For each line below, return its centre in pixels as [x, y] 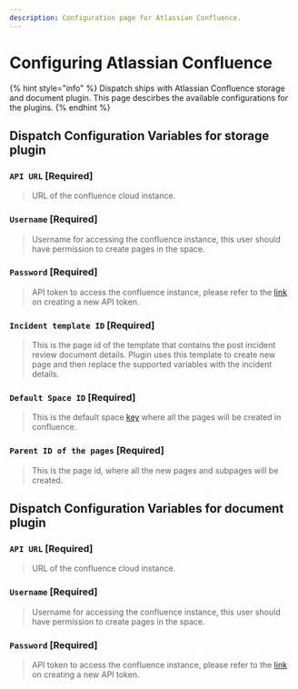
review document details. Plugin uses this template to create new [154, 354]
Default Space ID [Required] [73, 398]
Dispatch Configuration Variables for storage [139, 136]
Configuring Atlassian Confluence [141, 62]
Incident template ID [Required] [82, 325]
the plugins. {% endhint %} [60, 107]
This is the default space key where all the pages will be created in [156, 417]
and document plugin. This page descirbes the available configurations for [149, 97]
